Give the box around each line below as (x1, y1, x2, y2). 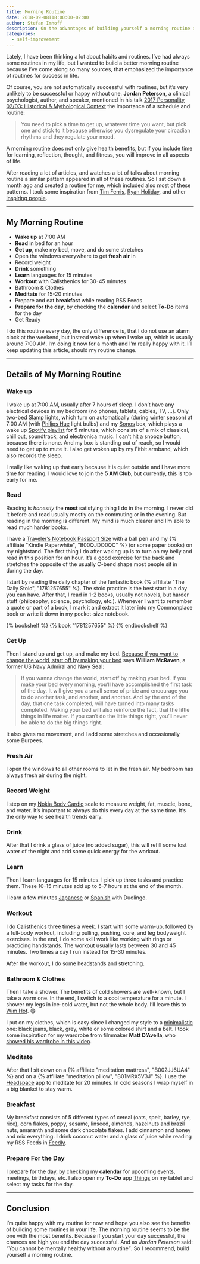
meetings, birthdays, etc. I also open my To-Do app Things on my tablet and (6, 1174, 193, 1181)
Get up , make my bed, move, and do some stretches (14, 246, 144, 253)
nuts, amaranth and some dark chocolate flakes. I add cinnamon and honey (6, 1127, 191, 1134)
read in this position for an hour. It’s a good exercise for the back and (6, 554, 175, 561)
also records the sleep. (6, 452, 62, 459)
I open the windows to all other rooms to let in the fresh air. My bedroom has (6, 766, 193, 773)
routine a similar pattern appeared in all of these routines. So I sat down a (6, 176, 186, 182)
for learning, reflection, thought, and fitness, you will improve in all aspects (6, 151, 189, 158)
